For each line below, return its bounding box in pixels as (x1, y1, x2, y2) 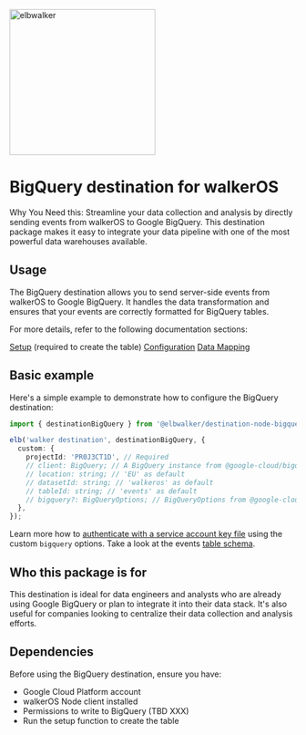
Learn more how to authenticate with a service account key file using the (9, 529, 283, 540)
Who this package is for (9, 564, 148, 580)
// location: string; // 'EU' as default (25, 470, 185, 479)
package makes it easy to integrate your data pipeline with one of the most (9, 226, 291, 237)
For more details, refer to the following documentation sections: (9, 324, 248, 335)
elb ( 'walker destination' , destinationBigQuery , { (9, 436, 206, 445)
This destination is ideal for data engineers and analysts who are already (9, 589, 282, 599)
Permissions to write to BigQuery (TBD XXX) (22, 705, 189, 716)
